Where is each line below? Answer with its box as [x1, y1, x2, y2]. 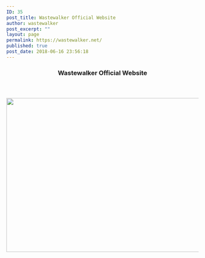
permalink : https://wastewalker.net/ [6, 37, 103, 43]
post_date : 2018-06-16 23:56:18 [6, 49, 88, 55]
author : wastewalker [6, 20, 59, 26]
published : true [6, 43, 48, 49]
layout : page [6, 32, 40, 38]
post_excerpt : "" [6, 26, 51, 32]
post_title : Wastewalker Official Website [6, 15, 116, 21]
